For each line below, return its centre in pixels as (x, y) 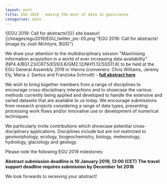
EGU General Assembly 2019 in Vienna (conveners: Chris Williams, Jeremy (82, 69)
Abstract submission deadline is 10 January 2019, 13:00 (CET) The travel (82, 161)
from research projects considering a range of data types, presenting (76, 106)
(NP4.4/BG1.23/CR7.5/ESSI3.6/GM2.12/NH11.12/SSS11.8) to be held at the (80, 64)
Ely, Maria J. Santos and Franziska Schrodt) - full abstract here (70, 75)
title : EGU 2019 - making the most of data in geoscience (67, 14)
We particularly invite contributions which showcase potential (68, 126)
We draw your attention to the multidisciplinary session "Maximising (75, 53)
